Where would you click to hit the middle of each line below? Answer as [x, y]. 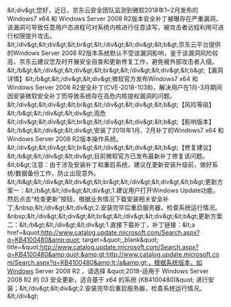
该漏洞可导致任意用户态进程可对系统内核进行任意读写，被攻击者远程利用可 [112, 27]
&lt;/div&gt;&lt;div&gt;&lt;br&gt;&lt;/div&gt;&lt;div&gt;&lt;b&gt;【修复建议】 [111, 147]
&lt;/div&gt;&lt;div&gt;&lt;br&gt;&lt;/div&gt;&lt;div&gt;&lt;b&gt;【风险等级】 [111, 104]
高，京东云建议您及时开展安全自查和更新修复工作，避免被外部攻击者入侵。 [112, 61]
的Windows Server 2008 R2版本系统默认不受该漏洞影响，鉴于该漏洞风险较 [113, 53]
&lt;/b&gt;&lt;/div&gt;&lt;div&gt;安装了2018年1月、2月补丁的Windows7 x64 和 [115, 130]
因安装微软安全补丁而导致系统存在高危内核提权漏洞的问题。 [91, 96]
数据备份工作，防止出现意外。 [58, 173]
